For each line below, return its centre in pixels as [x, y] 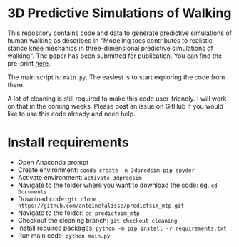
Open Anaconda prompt [53, 162]
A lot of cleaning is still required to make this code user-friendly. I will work [117, 99]
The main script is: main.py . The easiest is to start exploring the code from [116, 77]
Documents [32, 192]
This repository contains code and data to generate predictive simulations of [120, 33]
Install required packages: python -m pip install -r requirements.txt [122, 228]
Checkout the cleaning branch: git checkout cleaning [97, 220]
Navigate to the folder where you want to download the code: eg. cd [117, 185]
